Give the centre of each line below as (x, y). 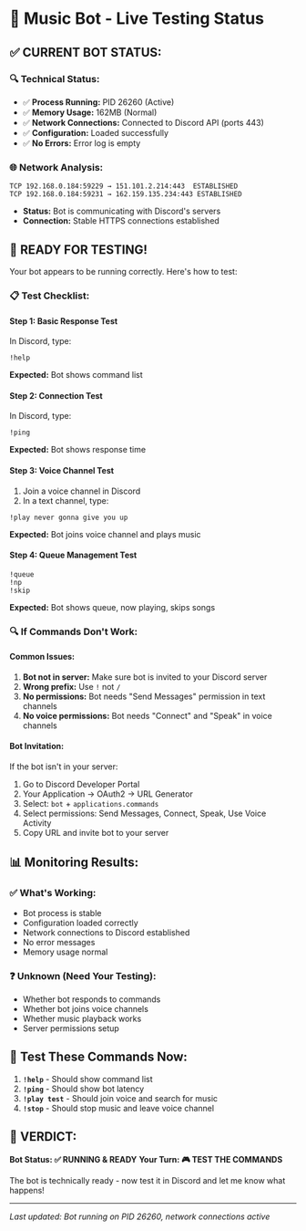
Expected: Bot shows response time (78, 450)
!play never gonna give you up (69, 517)
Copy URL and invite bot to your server (96, 833)
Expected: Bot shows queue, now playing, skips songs (112, 607)
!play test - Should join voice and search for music (120, 1098)
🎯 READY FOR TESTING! (78, 250)
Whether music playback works (82, 1019)
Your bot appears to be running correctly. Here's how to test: (123, 271)
